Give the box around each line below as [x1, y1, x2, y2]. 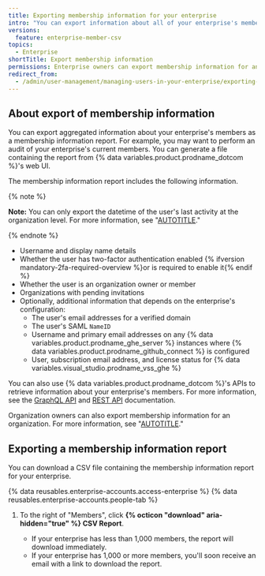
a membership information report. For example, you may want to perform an [8, 136, 256, 146]
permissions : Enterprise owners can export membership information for [8, 63, 248, 71]
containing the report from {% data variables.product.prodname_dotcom [8, 153, 244, 163]
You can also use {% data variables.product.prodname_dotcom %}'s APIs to [8, 379, 256, 388]
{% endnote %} [8, 230, 59, 241]
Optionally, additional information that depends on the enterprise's [19, 297, 236, 306]
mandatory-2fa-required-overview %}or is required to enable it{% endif [19, 263, 253, 272]
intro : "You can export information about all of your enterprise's [8, 19, 238, 27]
